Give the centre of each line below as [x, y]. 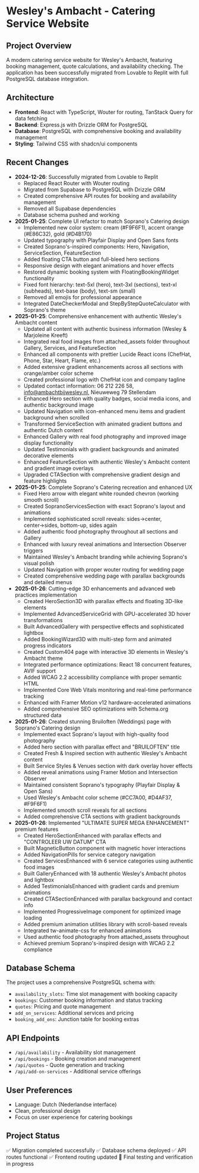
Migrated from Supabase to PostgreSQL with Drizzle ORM [94, 190]
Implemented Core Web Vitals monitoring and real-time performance [108, 690]
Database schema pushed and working [72, 215]
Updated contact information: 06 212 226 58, [79, 386]
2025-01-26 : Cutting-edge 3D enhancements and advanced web [95, 588]
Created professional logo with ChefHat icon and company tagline [105, 379]
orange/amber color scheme [59, 373]
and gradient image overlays [59, 468]
